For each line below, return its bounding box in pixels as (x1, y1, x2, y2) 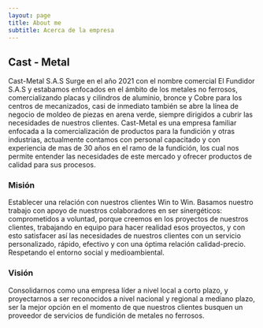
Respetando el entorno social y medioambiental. (8, 248, 165, 257)
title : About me (8, 19, 61, 27)
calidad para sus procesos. (8, 160, 96, 170)
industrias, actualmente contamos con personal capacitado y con (8, 135, 220, 144)
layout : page (8, 11, 51, 20)
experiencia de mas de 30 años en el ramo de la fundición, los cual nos (8, 143, 239, 153)
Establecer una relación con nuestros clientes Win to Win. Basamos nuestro (8, 198, 254, 207)
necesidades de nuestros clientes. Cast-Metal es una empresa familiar (8, 118, 237, 128)
